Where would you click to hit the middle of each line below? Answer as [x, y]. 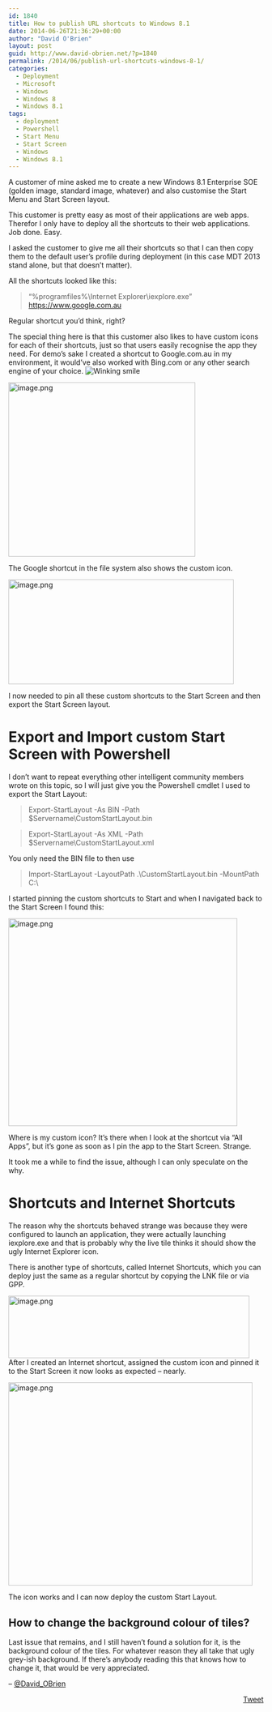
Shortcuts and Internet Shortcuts [122, 1203]
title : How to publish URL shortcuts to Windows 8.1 [99, 24]
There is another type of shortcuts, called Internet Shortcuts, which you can [135, 1267]
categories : [28, 69]
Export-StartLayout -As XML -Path [86, 834]
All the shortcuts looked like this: [63, 281]
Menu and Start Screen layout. [59, 199]
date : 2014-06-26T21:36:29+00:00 [65, 31]
